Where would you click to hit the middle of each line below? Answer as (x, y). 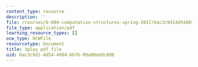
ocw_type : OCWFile (29, 38)
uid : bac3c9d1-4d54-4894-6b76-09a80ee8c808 (60, 55)
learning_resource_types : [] (42, 33)
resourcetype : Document (35, 44)
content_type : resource (35, 11)
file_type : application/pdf (41, 28)
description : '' (26, 17)
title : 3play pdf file (34, 50)
